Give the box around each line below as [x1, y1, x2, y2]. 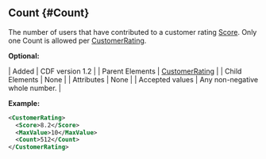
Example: [8, 98, 40, 108]
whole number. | [8, 83, 62, 93]
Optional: [8, 51, 40, 60]
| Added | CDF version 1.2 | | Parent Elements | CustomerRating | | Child [8, 66, 242, 76]
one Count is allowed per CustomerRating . [8, 36, 147, 45]
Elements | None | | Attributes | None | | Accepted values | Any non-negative [8, 74, 259, 84]
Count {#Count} [8, 6, 90, 20]
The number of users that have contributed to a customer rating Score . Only [8, 27, 257, 36]
